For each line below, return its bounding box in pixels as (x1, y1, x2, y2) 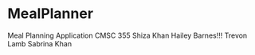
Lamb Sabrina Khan (7, 38, 73, 48)
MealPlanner (7, 5, 93, 23)
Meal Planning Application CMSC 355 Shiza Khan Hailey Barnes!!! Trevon (7, 31, 248, 40)
